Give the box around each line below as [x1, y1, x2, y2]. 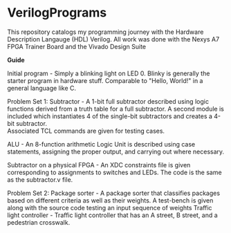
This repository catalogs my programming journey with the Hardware [7, 28, 204, 36]
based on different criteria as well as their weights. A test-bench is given [7, 196, 214, 205]
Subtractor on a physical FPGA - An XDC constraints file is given [7, 160, 191, 169]
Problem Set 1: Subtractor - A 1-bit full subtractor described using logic [7, 97, 210, 105]
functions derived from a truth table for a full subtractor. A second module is [7, 104, 225, 113]
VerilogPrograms [7, 5, 107, 21]
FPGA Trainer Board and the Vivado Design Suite [7, 42, 147, 50]
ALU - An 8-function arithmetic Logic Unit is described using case [7, 140, 196, 148]
